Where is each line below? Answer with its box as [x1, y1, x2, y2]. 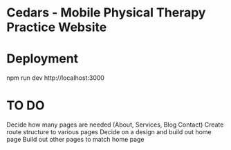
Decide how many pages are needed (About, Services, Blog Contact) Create [6, 120, 224, 129]
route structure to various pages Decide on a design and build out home [6, 128, 212, 136]
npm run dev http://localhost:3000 [6, 74, 105, 82]
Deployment [6, 51, 79, 67]
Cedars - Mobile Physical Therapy [6, 5, 206, 21]
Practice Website [6, 19, 107, 35]
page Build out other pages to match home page [6, 136, 145, 144]
